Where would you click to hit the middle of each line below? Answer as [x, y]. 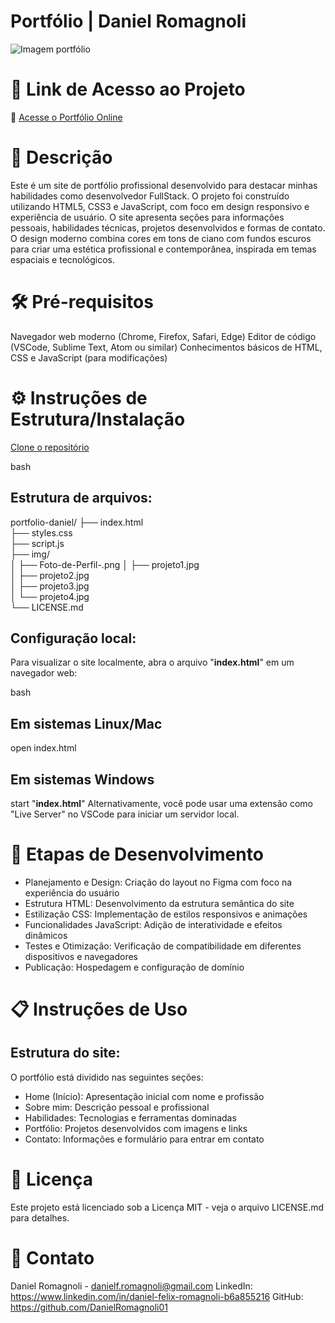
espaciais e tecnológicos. [63, 259]
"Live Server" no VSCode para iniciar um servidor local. [125, 814]
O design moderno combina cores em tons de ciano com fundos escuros [161, 238]
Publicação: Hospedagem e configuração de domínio [134, 967]
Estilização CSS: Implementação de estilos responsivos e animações [166, 914]
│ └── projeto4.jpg [50, 596]
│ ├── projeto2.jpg [50, 575]
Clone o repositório [50, 447]
